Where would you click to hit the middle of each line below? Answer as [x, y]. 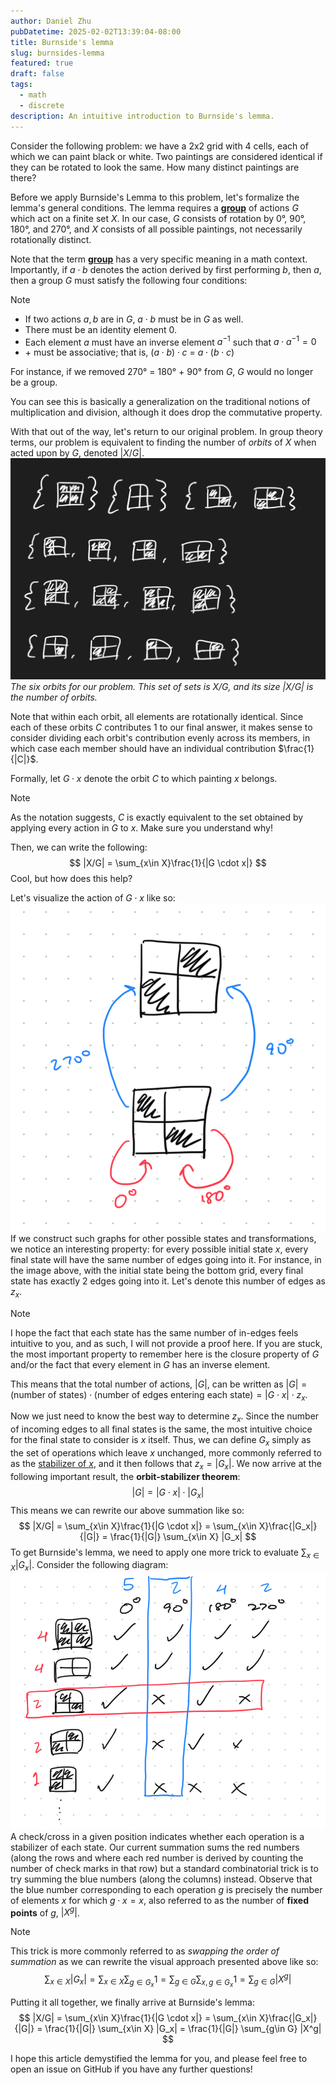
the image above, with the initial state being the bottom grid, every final [157, 1270]
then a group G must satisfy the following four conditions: [129, 280]
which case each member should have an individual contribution [143, 748]
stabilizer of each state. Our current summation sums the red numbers [155, 1847]
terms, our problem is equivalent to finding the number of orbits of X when [163, 442]
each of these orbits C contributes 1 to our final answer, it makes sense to [161, 727]
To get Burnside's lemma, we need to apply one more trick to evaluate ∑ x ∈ [165, 1553]
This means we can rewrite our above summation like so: [127, 1510]
